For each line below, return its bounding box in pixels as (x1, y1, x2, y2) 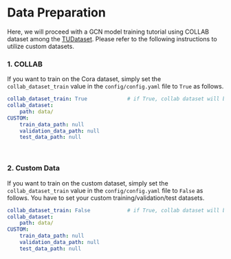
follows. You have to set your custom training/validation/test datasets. (7, 194, 205, 202)
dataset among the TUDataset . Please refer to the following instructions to (7, 34, 218, 43)
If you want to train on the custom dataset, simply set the (7, 179, 168, 187)
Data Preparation (7, 5, 107, 21)
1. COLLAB (7, 59, 43, 69)
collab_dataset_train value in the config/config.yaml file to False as (7, 186, 203, 194)
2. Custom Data (7, 164, 60, 173)
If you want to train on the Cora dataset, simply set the (7, 75, 162, 83)
